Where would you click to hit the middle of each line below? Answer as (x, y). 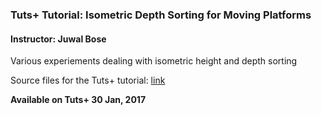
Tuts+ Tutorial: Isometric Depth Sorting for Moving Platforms (161, 15)
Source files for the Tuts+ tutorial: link (88, 80)
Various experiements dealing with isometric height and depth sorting (154, 61)
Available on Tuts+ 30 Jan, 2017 (78, 100)
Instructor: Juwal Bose (58, 39)
